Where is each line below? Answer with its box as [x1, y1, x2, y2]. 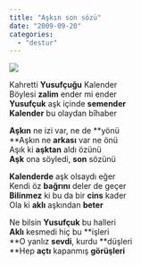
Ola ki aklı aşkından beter [9, 200, 104, 210]
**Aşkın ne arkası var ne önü [9, 135, 119, 146]
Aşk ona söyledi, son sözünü [9, 154, 116, 165]
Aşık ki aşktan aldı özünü [9, 144, 103, 155]
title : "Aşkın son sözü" [9, 13, 102, 22]
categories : [9, 30, 54, 38]
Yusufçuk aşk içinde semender [9, 98, 127, 109]
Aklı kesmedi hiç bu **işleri [9, 227, 110, 237]
